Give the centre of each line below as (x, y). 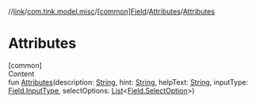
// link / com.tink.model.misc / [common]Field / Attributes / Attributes (112, 11)
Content (21, 74)
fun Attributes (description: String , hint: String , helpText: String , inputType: (128, 82)
